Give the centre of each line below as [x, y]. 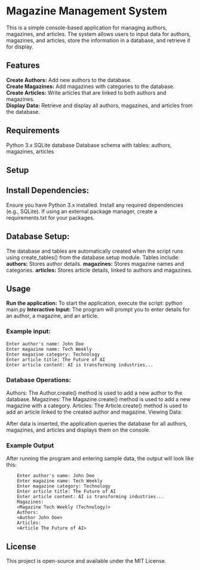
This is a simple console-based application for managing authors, [87, 28]
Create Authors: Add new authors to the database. [69, 80]
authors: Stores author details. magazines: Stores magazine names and [95, 263]
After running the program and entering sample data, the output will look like [100, 459]
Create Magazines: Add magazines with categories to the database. [90, 86]
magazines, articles [30, 151]
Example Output [30, 445]
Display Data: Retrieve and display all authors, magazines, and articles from [99, 105]
